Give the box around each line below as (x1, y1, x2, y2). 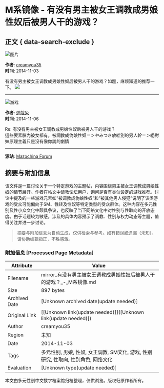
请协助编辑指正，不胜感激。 (17, 236, 73, 242)
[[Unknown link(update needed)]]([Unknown (41, 309, 144, 316)
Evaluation (7, 365, 32, 371)
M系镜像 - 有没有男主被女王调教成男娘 (5, 4, 158, 16)
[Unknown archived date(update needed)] (41, 298, 138, 305)
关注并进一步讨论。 (9, 219, 48, 225)
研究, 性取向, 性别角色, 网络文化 (41, 356, 113, 363)
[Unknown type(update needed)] (41, 365, 117, 371)
